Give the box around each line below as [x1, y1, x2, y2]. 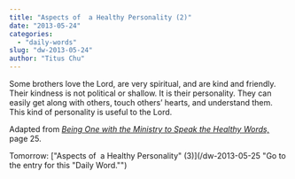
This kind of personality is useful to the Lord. [9, 107, 173, 117]
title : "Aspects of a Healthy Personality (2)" [9, 12, 192, 22]
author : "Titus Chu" [9, 54, 86, 63]
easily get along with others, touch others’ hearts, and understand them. [9, 97, 273, 107]
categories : [9, 29, 53, 38]
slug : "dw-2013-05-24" [9, 46, 93, 55]
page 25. [9, 134, 42, 144]
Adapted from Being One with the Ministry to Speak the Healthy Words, [9, 124, 270, 134]
